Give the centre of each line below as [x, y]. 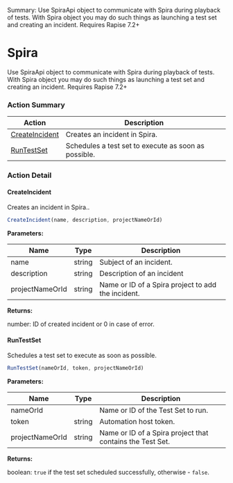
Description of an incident [141, 274]
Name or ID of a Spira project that [154, 433]
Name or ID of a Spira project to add [158, 285]
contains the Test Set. [135, 442]
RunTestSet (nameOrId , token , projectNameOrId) [76, 368]
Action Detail [29, 175]
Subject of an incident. [136, 262]
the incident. [120, 293]
